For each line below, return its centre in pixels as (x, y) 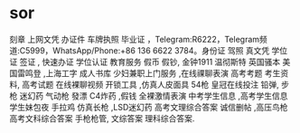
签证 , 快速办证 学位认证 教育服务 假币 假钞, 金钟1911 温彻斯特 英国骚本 (150, 62)
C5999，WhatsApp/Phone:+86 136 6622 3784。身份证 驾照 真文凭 (145, 50)
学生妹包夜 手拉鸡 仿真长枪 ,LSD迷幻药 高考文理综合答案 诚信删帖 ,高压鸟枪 (149, 107)
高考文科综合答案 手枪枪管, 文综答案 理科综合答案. (102, 118)
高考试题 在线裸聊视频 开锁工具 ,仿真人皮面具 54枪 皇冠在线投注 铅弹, (150, 84)
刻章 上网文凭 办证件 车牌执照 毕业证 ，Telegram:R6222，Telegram (135, 39)
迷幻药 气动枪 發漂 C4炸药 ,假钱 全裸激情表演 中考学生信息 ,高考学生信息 (154, 95)
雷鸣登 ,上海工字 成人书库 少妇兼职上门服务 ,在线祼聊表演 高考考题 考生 (149, 73)
